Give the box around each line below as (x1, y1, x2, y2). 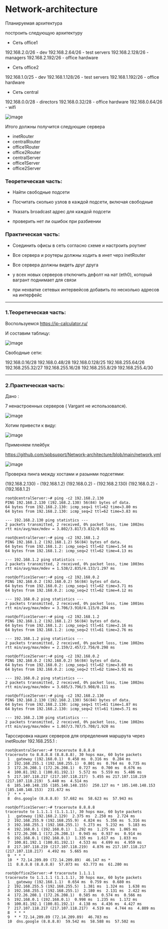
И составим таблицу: (5, 330, 50, 336)
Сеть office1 (12, 39, 38, 46)
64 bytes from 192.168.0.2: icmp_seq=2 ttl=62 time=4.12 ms (5, 588, 133, 593)
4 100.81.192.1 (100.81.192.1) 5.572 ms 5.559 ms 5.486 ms (7, 770, 142, 775)
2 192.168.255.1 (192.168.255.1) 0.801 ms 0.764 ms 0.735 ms (7, 761, 146, 766)
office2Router (12, 149, 41, 155)
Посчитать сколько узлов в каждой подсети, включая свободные (12, 199, 153, 205)
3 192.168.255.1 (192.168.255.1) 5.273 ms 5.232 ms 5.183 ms (7, 823, 146, 828)
